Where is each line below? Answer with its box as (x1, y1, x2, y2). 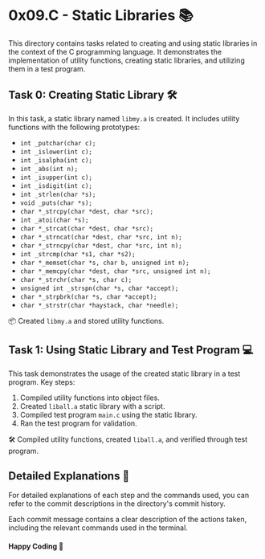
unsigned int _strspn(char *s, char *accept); (19, 284, 179, 292)
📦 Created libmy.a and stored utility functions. (8, 316, 165, 325)
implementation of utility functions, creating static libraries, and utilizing (8, 55, 245, 65)
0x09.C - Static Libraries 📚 (8, 6, 194, 25)
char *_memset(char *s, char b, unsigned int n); (19, 259, 190, 267)
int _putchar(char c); (19, 139, 96, 147)
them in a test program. (8, 63, 86, 73)
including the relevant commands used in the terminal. (8, 523, 189, 532)
